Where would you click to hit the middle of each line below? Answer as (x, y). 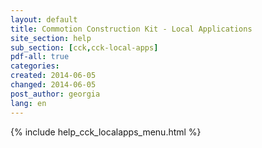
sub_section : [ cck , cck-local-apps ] (84, 47)
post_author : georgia (55, 94)
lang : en (28, 103)
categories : (35, 66)
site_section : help (51, 38)
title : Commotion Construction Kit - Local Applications (131, 29)
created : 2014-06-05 (53, 76)
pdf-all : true (40, 57)
